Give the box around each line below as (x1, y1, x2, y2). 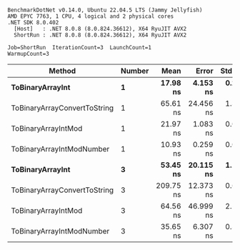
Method (49, 66, 76, 76)
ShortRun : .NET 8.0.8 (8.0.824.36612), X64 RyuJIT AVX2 (14, 31, 187, 39)
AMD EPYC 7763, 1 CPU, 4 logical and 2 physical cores (7, 13, 174, 20)
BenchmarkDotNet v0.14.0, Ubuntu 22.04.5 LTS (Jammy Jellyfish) (7, 6, 203, 14)
